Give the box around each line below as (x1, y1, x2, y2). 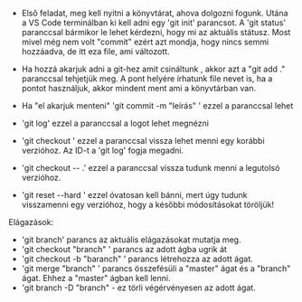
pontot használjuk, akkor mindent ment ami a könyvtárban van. (21, 83, 257, 93)
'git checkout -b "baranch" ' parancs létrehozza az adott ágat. (21, 253, 254, 264)
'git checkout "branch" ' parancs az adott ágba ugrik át (21, 244, 228, 254)
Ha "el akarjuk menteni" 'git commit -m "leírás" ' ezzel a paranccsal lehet (21, 100, 294, 111)
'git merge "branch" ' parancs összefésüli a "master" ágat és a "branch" (21, 263, 291, 274)
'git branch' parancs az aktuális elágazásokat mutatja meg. (21, 234, 241, 245)
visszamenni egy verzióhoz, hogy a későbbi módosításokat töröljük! (21, 199, 275, 210)
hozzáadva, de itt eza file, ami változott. (21, 46, 170, 57)
